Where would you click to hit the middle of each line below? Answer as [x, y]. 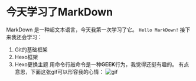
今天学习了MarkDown [60, 12]
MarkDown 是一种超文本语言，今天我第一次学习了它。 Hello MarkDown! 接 [96, 30]
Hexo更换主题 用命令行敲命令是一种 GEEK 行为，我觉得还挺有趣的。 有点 [102, 64]
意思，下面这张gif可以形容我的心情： [59, 72]
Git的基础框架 [31, 49]
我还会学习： [27, 37]
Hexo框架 [26, 57]
